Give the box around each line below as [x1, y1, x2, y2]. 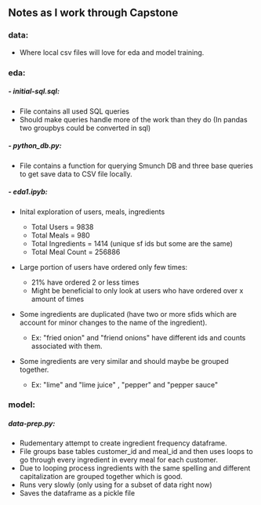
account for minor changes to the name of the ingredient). [19, 318, 208, 327]
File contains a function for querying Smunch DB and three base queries [19, 161, 253, 170]
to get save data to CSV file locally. [19, 169, 133, 179]
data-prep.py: [8, 419, 56, 428]
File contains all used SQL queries [19, 106, 129, 116]
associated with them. [31, 341, 103, 351]
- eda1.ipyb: [8, 187, 49, 197]
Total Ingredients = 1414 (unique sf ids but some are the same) [31, 238, 233, 248]
